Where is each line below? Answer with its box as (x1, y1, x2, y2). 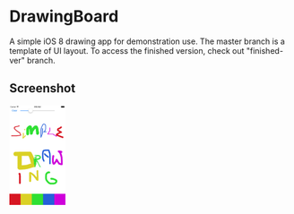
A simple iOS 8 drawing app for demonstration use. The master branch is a (9, 36, 285, 47)
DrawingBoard (9, 6, 119, 27)
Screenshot (9, 81, 76, 96)
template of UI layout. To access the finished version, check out (9, 45, 245, 56)
